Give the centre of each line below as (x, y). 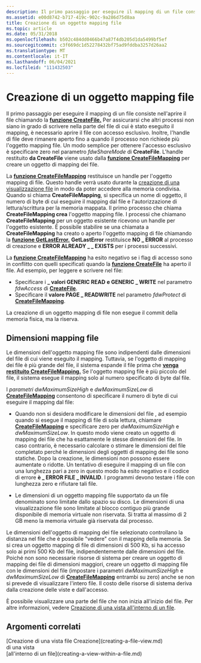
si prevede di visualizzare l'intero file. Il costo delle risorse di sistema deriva (99, 583)
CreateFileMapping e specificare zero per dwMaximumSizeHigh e (97, 426)
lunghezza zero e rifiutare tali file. (56, 484)
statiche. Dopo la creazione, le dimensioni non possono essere (92, 458)
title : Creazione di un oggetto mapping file (64, 23)
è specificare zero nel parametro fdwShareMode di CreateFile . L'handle (95, 152)
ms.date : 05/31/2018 (32, 34)
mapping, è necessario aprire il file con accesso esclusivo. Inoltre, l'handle (98, 133)
